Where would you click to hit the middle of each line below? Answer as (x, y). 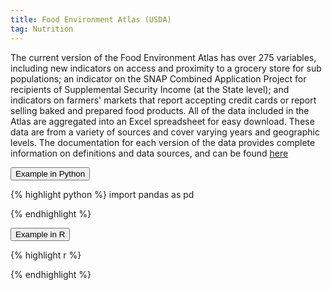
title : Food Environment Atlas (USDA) (91, 19)
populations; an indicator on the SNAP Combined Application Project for (158, 78)
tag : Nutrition (42, 29)
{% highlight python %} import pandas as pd (102, 194)
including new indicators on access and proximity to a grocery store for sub (166, 68)
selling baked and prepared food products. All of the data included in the (160, 110)
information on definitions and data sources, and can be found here (149, 153)
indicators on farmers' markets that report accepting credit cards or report (163, 100)
